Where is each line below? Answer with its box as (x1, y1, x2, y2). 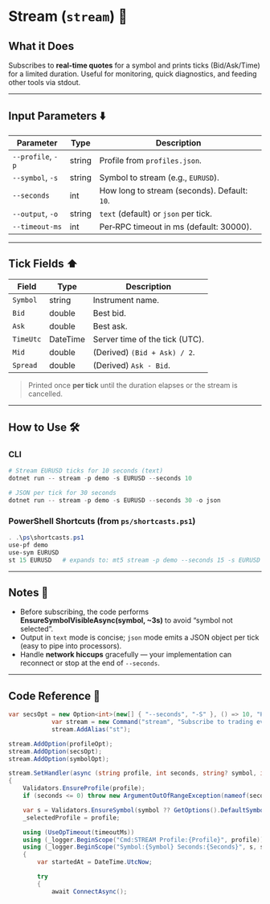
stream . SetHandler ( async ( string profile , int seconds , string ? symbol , (8, 769, 257, 778)
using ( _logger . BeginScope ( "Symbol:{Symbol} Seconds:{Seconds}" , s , (22, 843, 257, 851)
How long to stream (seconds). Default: (99, 185, 247, 196)
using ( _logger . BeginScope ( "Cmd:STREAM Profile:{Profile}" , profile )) (22, 836, 264, 844)
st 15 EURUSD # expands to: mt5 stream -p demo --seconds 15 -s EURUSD (8, 556, 261, 564)
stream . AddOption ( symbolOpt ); (8, 755, 110, 763)
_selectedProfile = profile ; (22, 813, 121, 822)
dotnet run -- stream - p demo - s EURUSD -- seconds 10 (8, 474, 193, 483)
